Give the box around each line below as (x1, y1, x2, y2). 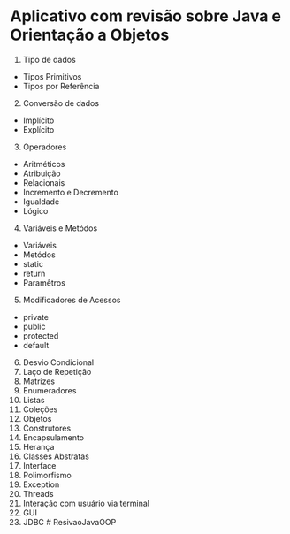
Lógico (22, 205, 49, 216)
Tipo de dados (22, 54, 76, 65)
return (22, 268, 46, 278)
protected (22, 330, 59, 341)
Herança (22, 441, 55, 452)
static (22, 258, 43, 269)
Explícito (22, 124, 55, 134)
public (22, 321, 46, 332)
